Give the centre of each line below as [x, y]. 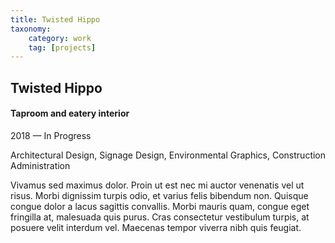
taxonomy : [31, 29]
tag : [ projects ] [62, 47]
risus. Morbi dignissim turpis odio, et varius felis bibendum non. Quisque [159, 195]
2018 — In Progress [51, 135]
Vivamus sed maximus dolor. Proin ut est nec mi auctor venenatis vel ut [157, 185]
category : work [60, 38]
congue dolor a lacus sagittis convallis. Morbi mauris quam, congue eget [160, 206]
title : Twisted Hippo [55, 19]
